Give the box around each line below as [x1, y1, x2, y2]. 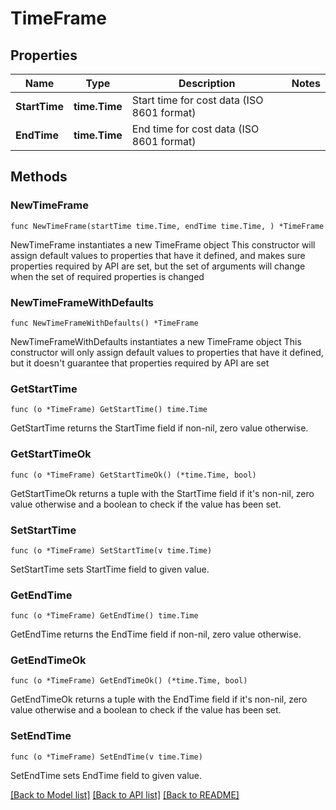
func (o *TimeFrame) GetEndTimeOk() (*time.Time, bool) [10, 676, 248, 686]
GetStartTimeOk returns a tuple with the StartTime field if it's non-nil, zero [10, 487, 315, 499]
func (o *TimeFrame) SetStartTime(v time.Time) [10, 545, 213, 556]
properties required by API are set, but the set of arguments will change [10, 260, 306, 272]
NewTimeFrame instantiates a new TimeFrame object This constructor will [10, 238, 316, 251]
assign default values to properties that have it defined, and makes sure [10, 249, 306, 261]
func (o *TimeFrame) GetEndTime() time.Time [10, 611, 199, 621]
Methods [10, 168, 68, 186]
